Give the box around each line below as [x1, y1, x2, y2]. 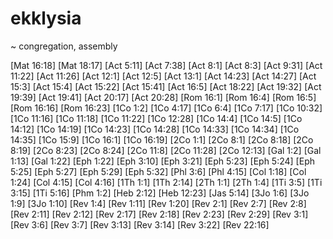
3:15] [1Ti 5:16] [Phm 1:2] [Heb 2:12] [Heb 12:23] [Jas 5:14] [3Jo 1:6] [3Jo [10, 187, 310, 199]
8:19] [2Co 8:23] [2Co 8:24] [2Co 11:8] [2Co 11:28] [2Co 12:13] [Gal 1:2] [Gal [10, 144, 322, 156]
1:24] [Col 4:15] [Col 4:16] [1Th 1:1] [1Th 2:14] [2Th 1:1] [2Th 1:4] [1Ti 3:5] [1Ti [10, 176, 323, 188]
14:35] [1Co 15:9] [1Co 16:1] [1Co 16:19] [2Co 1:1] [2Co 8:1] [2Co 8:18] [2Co [10, 133, 314, 146]
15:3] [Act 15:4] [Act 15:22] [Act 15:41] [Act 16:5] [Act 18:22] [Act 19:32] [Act [10, 80, 322, 92]
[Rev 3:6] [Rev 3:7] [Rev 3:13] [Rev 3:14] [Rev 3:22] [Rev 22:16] [10, 218, 270, 231]
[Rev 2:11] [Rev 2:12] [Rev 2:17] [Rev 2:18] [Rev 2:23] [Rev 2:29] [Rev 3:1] [10, 208, 309, 220]
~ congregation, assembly [10, 40, 118, 52]
